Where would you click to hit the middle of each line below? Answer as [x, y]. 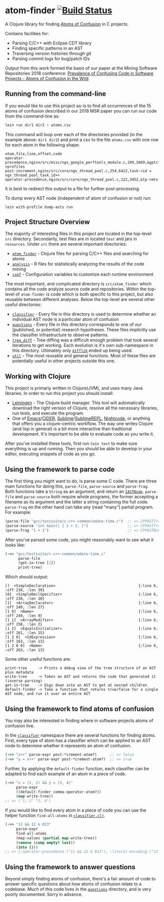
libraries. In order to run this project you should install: [59, 393]
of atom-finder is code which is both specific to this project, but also [84, 294]
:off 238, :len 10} [25, 599]
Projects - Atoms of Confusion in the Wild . [47, 78]
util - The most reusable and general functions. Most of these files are [84, 356]
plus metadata [20, 672]
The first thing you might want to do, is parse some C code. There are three [81, 481]
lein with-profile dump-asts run [39, 207]
